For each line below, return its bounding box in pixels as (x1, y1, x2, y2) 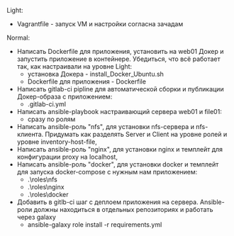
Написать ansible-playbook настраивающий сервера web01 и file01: (16, 108, 223, 116)
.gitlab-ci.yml (27, 100, 67, 108)
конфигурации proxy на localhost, (16, 152, 118, 161)
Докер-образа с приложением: (16, 92, 113, 101)
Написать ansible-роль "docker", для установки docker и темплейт (16, 160, 219, 169)
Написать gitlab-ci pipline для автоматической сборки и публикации (16, 85, 224, 93)
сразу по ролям (27, 115, 76, 123)
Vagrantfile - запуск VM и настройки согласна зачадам (16, 20, 184, 28)
